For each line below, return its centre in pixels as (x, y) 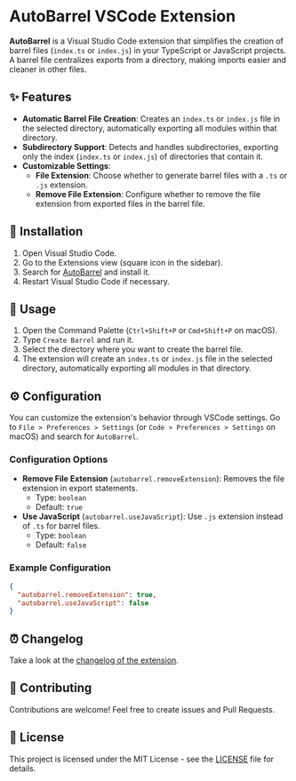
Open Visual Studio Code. (69, 253)
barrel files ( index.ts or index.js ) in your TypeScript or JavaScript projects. (148, 50)
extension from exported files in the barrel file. (120, 203)
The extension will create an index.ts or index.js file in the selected (147, 359)
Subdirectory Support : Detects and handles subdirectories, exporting (150, 147)
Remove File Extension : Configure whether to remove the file (148, 194)
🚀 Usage (32, 309)
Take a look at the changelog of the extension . (94, 660)
